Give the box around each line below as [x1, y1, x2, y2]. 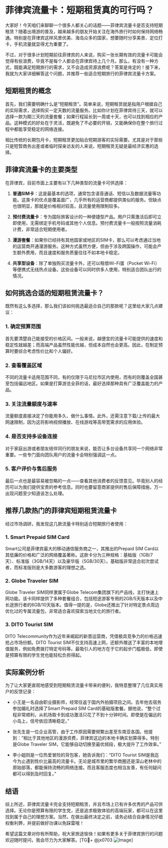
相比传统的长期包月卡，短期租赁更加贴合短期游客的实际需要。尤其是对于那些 [5, 137, 163, 143]
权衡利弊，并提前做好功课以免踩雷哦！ [5, 820, 84, 826]
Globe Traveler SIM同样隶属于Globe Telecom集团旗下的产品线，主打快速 [5, 589, 155, 595]
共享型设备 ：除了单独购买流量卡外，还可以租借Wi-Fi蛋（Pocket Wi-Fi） [12, 260, 160, 266]
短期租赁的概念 [5, 86, 51, 95]
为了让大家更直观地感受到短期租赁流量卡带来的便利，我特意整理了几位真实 [5, 682, 158, 688]
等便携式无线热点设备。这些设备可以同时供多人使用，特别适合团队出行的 [12, 266, 161, 272]
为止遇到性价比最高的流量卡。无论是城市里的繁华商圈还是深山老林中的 [16, 758, 161, 764]
